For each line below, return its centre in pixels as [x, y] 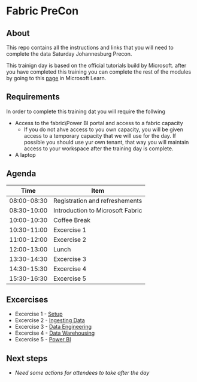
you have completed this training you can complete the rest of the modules [99, 72]
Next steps [27, 358]
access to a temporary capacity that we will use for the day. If [100, 135]
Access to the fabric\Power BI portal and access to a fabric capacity [99, 123]
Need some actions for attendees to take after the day [82, 373]
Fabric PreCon [43, 11]
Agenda [21, 174]
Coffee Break [72, 220]
